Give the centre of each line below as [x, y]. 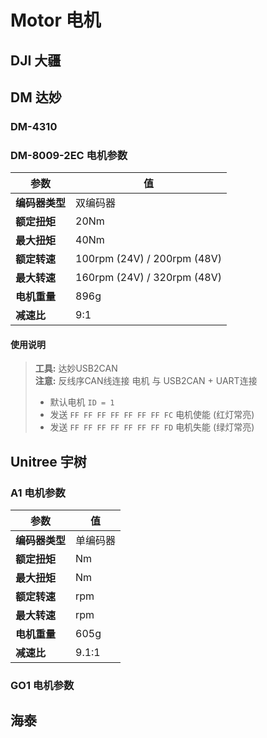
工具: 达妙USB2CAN [76, 368]
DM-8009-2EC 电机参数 [69, 155]
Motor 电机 [56, 20]
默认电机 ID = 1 [82, 402]
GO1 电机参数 [42, 685]
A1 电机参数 [38, 493]
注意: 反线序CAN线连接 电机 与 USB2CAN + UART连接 [146, 381]
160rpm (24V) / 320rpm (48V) [148, 278]
